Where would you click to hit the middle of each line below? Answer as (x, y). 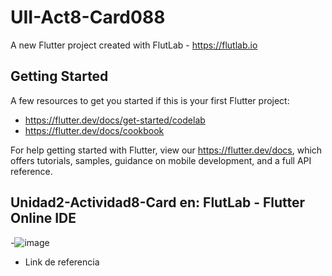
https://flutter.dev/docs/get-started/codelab (115, 120)
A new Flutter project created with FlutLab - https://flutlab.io (134, 45)
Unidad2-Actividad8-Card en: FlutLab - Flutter (158, 202)
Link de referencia (62, 262)
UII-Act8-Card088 (88, 17)
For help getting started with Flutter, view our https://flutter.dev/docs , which (166, 150)
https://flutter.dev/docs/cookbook (94, 130)
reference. (31, 171)
